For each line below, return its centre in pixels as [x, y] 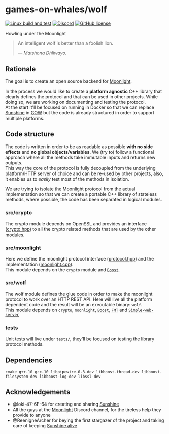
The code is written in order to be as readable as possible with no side [79, 147]
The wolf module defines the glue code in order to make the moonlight [79, 294]
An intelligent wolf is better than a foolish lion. [65, 43]
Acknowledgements [38, 392]
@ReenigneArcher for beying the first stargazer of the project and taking [88, 420]
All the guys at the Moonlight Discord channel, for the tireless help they [87, 410]
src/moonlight [23, 248]
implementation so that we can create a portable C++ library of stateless [81, 194]
